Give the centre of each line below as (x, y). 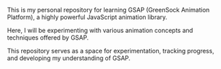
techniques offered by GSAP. (48, 38)
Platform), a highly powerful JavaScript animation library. (87, 17)
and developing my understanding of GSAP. (69, 58)
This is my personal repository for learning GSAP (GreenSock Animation (108, 10)
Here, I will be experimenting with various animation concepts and (100, 30)
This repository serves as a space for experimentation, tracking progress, (110, 51)
